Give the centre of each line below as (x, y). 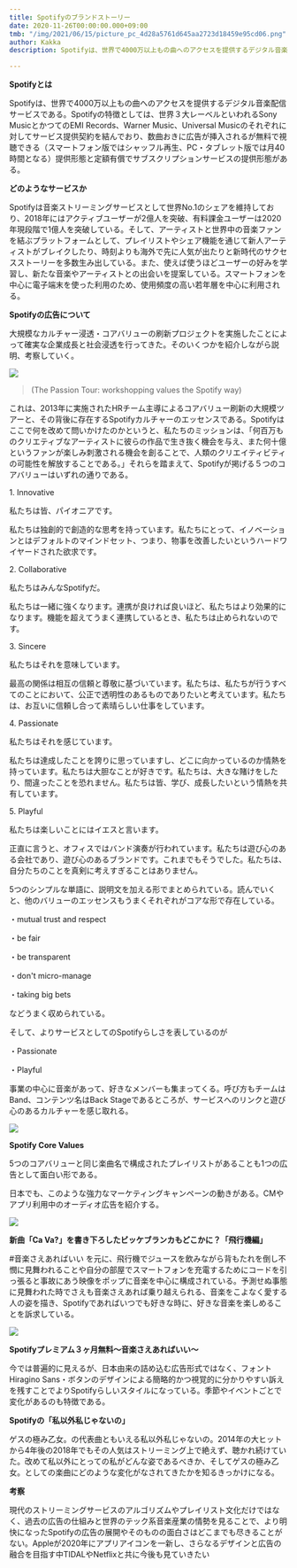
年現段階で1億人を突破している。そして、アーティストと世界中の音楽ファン (145, 229)
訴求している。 (52, 1314)
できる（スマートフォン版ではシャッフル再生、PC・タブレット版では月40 (151, 148)
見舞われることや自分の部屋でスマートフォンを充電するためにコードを (152, 1270)
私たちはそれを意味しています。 (67, 664)
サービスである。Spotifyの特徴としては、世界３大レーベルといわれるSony (143, 114)
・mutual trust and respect (58, 920)
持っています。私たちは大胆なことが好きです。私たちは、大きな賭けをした (144, 772)
